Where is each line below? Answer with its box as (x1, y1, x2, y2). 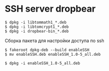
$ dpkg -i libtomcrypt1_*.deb (5, 24, 69, 29)
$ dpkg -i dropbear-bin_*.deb (5, 28, 69, 33)
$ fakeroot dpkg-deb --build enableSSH (5, 47, 90, 52)
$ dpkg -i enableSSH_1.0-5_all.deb (5, 60, 80, 66)
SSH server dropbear (5, 3, 96, 15)
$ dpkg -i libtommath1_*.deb (5, 20, 67, 25)
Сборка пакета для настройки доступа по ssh (5, 38, 104, 44)
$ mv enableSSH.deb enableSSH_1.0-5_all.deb (5, 52, 101, 57)
